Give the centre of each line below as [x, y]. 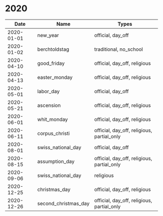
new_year [48, 35]
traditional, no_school [119, 49]
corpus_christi [53, 133]
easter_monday [55, 77]
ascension [49, 105]
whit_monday [52, 119]
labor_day [48, 91]
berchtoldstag [53, 49]
